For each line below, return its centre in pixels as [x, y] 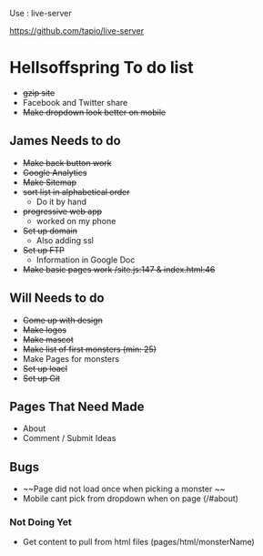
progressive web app [62, 211]
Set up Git [41, 378]
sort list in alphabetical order [76, 191]
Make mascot [48, 339]
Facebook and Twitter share [75, 102]
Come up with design [62, 320]
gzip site [39, 93]
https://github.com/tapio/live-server [76, 31]
